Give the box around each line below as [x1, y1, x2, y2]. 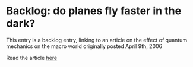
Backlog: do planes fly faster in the [6, 4, 182, 18]
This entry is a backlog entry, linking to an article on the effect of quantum [6, 36, 188, 43]
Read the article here [6, 54, 58, 61]
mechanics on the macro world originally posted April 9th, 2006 [6, 43, 162, 50]
